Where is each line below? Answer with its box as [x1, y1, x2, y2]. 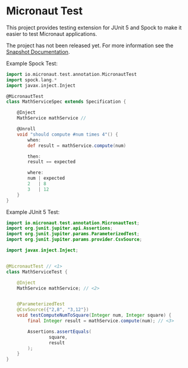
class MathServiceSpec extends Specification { [6, 99, 127, 105]
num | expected [27, 175, 65, 182]
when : [27, 137, 42, 143]
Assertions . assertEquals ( [27, 329, 92, 335]
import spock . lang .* [6, 76, 58, 83]
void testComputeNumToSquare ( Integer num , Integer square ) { [17, 312, 171, 318]
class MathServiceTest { [6, 269, 68, 275]
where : [27, 170, 44, 176]
